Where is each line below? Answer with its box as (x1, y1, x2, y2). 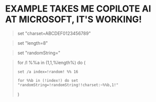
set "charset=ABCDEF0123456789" (17, 30, 91, 36)
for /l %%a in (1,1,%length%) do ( (17, 59, 86, 65)
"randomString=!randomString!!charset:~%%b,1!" (17, 82, 118, 87)
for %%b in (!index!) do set (17, 78, 78, 83)
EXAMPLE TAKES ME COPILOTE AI (5, 3, 151, 15)
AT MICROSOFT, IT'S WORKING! (5, 14, 142, 25)
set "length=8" (17, 40, 48, 46)
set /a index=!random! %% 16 (17, 69, 78, 74)
